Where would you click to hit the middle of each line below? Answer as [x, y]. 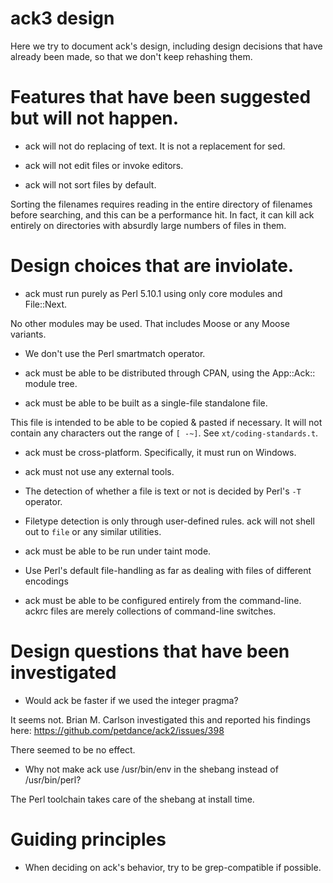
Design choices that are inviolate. [152, 266]
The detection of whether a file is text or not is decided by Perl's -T [163, 491]
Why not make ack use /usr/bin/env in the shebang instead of [151, 769]
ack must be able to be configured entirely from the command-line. [163, 600]
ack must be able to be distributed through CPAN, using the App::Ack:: [170, 373]
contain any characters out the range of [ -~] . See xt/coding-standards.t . [164, 433]
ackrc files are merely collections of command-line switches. [150, 611]
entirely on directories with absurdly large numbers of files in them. [148, 225]
